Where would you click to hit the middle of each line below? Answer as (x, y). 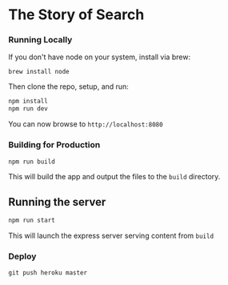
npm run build (32, 162)
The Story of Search (76, 15)
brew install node (39, 72)
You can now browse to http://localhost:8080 (86, 124)
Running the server (57, 202)
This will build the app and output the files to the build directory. (114, 177)
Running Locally (40, 40)
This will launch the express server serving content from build (111, 236)
